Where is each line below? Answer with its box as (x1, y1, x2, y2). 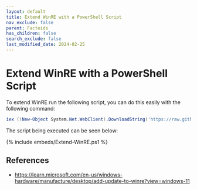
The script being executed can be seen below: (6, 127, 118, 134)
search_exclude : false (6, 36, 62, 42)
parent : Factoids (6, 25, 49, 31)
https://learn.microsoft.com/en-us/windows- (14, 171, 123, 178)
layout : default (6, 8, 46, 15)
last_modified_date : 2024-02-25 (6, 42, 85, 48)
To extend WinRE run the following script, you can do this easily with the (6, 98, 181, 106)
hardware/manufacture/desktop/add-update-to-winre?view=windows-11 (14, 177, 190, 184)
